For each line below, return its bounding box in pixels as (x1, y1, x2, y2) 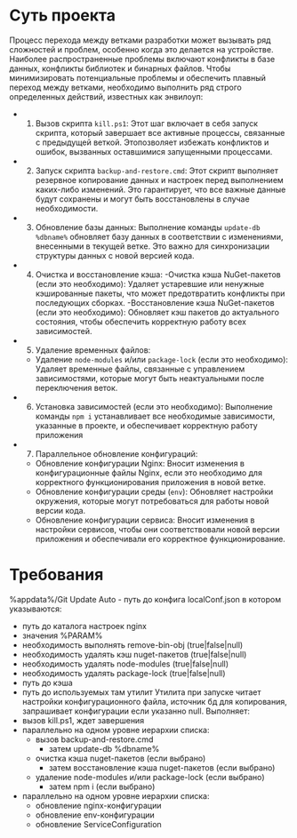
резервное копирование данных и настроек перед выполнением (35, 174, 285, 185)
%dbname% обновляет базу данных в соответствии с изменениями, (35, 231, 284, 242)
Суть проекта (9, 5, 116, 26)
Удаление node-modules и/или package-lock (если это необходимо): (35, 354, 289, 364)
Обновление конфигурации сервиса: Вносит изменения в (35, 515, 255, 525)
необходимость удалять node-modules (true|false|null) (21, 658, 229, 669)
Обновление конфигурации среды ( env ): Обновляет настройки (35, 486, 274, 497)
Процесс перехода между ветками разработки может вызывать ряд (9, 35, 271, 45)
